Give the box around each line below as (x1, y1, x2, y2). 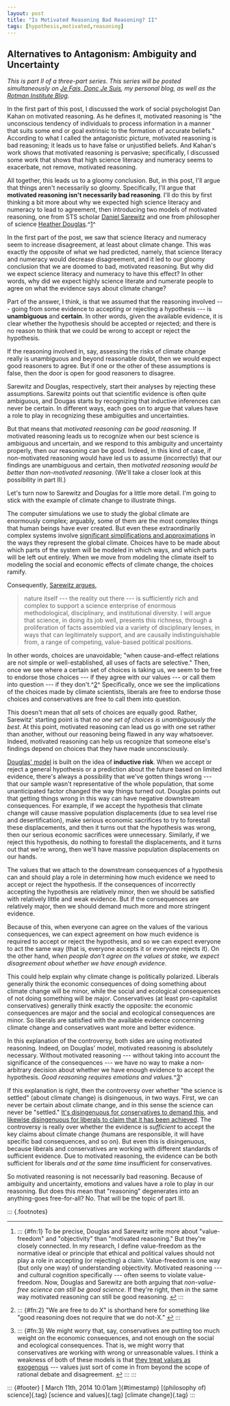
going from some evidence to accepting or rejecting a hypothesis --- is (11, 305, 212, 313)
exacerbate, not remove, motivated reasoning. (7, 163, 138, 171)
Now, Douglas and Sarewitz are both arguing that (44, 1279, 183, 1287)
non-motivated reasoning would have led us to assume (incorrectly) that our (7, 454, 222, 463)
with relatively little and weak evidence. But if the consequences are (7, 895, 199, 903)
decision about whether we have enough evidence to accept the (33, 1066, 214, 1074)
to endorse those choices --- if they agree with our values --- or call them (7, 673, 216, 682)
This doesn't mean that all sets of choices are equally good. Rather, (7, 708, 197, 717)
